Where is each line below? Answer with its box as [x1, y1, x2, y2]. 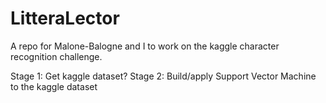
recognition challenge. [10, 50, 103, 62]
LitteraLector [10, 7, 120, 30]
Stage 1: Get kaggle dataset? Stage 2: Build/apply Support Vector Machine [10, 70, 317, 82]
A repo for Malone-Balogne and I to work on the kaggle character [10, 40, 280, 52]
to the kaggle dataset [10, 80, 98, 92]
